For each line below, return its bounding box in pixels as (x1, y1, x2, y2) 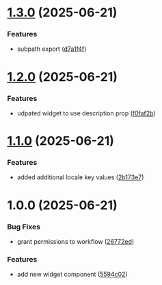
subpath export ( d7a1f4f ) (16, 45, 87, 53)
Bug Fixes (7, 222, 41, 231)
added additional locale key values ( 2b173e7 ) (16, 173, 144, 181)
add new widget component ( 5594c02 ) (16, 270, 128, 279)
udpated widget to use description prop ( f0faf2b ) (16, 109, 156, 117)
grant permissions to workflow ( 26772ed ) (16, 237, 135, 245)
